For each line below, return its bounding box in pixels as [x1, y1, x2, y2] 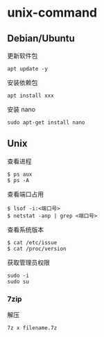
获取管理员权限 [7, 258, 50, 266]
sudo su [7, 278, 30, 285]
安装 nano [7, 105, 36, 113]
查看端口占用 [7, 190, 44, 198]
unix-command [7, 5, 98, 21]
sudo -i [7, 272, 30, 279]
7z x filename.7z [7, 325, 58, 331]
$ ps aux [7, 171, 33, 178]
